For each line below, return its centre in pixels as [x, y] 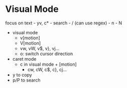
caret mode [24, 59]
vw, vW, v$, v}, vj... [40, 48]
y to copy [22, 75]
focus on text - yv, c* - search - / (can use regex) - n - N [63, 23]
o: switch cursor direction [46, 54]
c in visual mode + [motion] [48, 64]
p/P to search [26, 80]
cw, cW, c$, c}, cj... [47, 69]
